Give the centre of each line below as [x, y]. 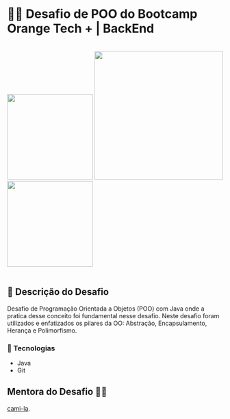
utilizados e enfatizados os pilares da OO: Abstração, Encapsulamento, [107, 323]
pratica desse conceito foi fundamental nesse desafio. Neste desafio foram [113, 315]
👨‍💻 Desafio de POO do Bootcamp [102, 14]
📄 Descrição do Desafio [58, 292]
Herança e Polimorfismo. [42, 330]
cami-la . [19, 408]
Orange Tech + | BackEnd [81, 28]
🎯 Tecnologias [31, 348]
